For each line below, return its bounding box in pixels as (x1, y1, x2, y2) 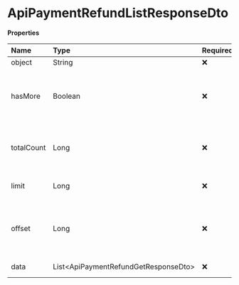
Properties (7, 28, 40, 37)
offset (11, 223, 31, 233)
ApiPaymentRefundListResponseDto (7, 5, 229, 21)
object (11, 57, 32, 67)
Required (201, 45, 233, 55)
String (53, 57, 73, 67)
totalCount (11, 142, 46, 152)
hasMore (11, 91, 41, 101)
